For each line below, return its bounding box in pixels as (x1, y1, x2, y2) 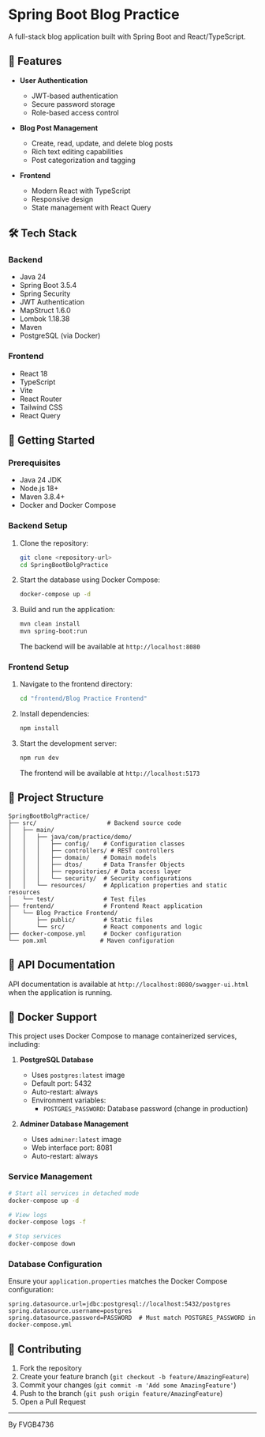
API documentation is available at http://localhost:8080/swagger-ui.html (8, 979, 249, 989)
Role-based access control (31, 108, 120, 117)
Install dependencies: (19, 709, 90, 719)
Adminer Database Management (19, 1119, 129, 1129)
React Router (19, 394, 62, 403)
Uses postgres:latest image (31, 1070, 125, 1080)
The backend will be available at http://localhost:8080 (19, 642, 201, 652)
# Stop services (8, 1232, 62, 1241)
